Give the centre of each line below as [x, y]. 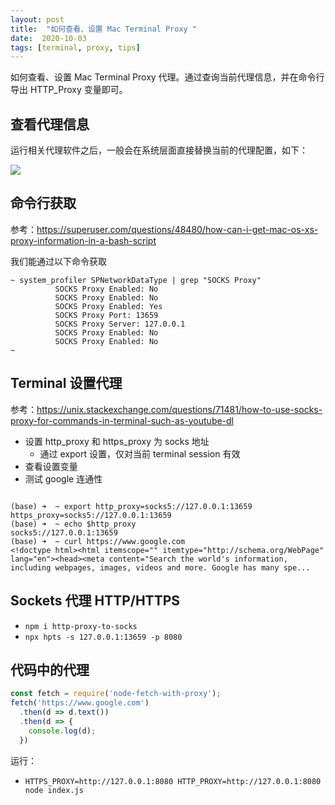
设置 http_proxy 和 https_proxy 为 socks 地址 [117, 441]
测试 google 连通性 [63, 478]
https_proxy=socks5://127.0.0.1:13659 [91, 515]
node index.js [54, 790]
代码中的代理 [50, 669]
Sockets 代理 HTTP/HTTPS [95, 601]
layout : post [37, 19]
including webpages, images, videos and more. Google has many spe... [160, 567]
